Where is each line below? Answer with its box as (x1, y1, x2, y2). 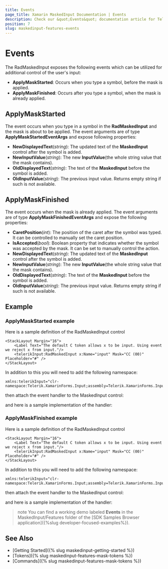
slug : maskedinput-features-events (5, 26, 79, 31)
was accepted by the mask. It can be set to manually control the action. (12, 245, 160, 251)
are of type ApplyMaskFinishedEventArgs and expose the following (5, 214, 147, 220)
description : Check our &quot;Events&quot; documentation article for (5, 17, 155, 22)
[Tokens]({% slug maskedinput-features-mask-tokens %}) (12, 553, 133, 559)
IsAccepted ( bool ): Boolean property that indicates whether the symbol (12, 240, 159, 246)
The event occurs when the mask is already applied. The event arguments (5, 209, 158, 215)
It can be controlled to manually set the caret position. (12, 235, 124, 241)
